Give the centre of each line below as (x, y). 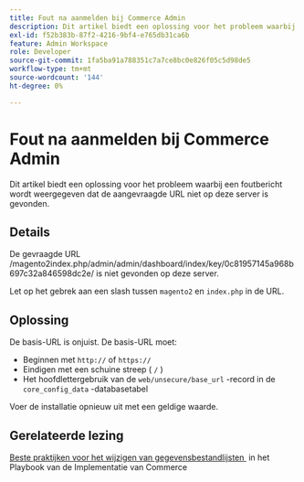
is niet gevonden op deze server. (157, 273)
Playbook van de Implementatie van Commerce (99, 467)
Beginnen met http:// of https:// (87, 360)
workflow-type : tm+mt (51, 70)
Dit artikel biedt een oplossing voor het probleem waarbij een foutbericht (146, 184)
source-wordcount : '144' (57, 78)
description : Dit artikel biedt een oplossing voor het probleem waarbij (153, 27)
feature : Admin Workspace (58, 43)
